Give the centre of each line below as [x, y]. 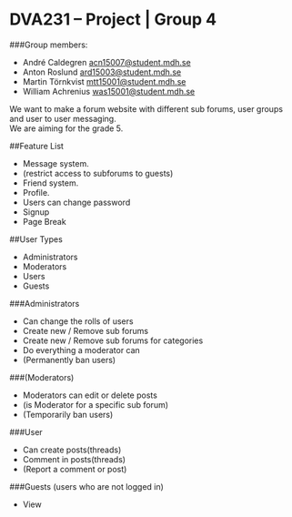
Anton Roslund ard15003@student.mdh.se [102, 72]
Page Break [44, 221]
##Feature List [36, 146]
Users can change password [76, 202]
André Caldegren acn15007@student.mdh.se [106, 62]
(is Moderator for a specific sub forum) [96, 404]
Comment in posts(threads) [74, 459]
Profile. [36, 192]
